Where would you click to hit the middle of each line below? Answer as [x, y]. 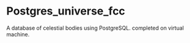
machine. [18, 34]
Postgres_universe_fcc [66, 11]
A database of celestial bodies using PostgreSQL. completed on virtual [95, 28]
